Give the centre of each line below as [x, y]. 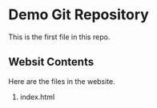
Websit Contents [51, 62]
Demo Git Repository [79, 15]
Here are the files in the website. [62, 81]
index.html [37, 97]
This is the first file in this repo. [59, 37]
